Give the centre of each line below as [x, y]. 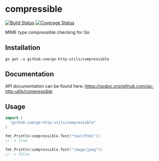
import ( [14, 118]
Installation [23, 48]
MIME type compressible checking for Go [47, 32]
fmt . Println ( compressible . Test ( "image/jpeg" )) [54, 149]
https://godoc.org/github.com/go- [119, 86]
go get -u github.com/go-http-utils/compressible [57, 59]
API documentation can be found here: [44, 86]
